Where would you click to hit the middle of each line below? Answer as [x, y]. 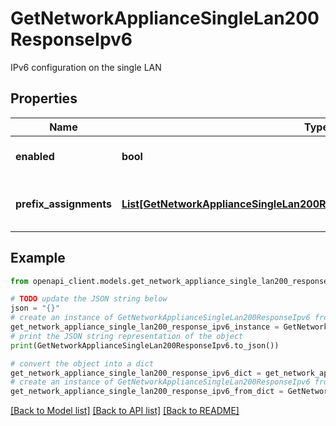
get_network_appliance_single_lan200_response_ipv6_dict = [136, 373]
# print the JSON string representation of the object [127, 336]
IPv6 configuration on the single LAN [86, 67]
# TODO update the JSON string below [89, 299]
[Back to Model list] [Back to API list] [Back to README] [125, 411]
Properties [44, 98]
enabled [35, 156]
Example [38, 258]
